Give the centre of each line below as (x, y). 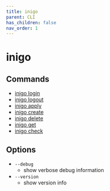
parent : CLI (21, 17)
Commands (28, 79)
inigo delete (29, 118)
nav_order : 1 (22, 28)
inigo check (29, 131)
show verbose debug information (64, 170)
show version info (45, 183)
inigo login (27, 93)
